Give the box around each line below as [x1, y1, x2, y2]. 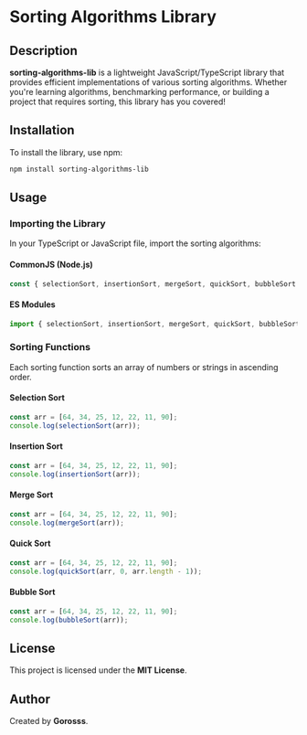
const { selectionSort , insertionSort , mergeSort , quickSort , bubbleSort [9, 279, 297, 289]
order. [9, 371, 32, 382]
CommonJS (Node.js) [9, 259, 93, 270]
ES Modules [9, 299, 57, 310]
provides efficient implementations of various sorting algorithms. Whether [9, 77, 288, 88]
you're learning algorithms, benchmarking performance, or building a [9, 87, 270, 97]
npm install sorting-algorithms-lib [9, 165, 149, 174]
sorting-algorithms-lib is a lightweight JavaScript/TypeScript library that [9, 67, 285, 78]
